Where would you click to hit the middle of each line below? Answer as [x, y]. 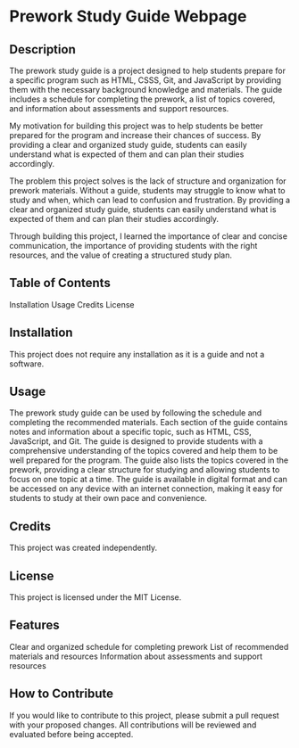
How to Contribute [62, 694]
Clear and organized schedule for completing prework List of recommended [149, 646]
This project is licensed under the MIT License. [96, 597]
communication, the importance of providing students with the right [133, 246]
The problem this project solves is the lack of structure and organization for [148, 181]
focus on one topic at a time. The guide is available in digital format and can [149, 480]
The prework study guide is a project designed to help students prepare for [147, 70]
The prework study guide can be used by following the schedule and [136, 413]
